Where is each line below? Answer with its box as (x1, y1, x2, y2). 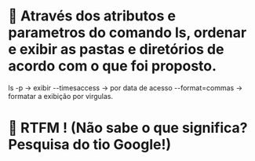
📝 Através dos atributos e (8, 7, 177, 25)
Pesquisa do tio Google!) (8, 136, 171, 154)
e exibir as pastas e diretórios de (8, 41, 224, 58)
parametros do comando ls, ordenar (8, 24, 247, 42)
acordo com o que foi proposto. (8, 57, 217, 75)
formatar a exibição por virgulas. (8, 91, 114, 101)
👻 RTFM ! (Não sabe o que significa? (8, 119, 248, 137)
